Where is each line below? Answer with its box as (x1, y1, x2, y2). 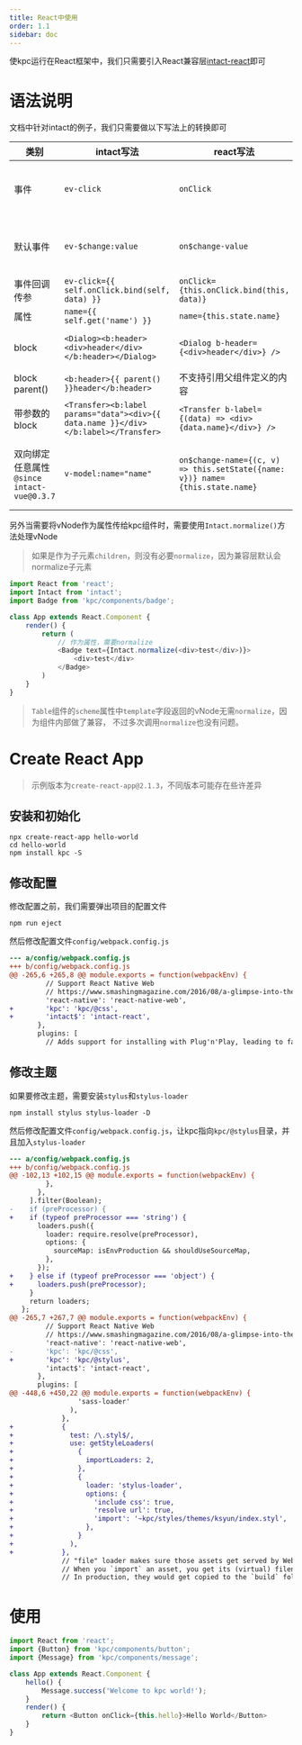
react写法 (213, 146, 255, 158)
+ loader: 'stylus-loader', (9, 1480, 182, 1490)
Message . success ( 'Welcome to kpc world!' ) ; (41, 1686, 207, 1695)
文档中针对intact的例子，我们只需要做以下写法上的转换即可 (9, 122, 227, 133)
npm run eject (9, 919, 63, 928)
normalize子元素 (31, 562, 93, 573)
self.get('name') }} (64, 316, 153, 326)
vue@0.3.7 (13, 492, 56, 502)
